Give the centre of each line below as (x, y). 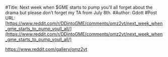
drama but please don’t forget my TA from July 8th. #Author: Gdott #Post (81, 13)
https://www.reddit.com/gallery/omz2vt (46, 49)
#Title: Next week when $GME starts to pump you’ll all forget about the (79, 7)
